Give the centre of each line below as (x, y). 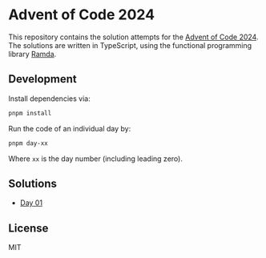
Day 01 (31, 203)
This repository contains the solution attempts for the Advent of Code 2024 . (133, 37)
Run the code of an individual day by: (70, 128)
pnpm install (30, 113)
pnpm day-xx (28, 143)
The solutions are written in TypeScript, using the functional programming (130, 45)
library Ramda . (32, 54)
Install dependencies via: (49, 99)
